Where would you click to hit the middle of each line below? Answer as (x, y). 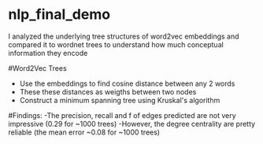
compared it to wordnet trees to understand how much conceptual (116, 44)
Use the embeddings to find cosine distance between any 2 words (127, 83)
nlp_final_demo (59, 15)
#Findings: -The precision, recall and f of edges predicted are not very (122, 115)
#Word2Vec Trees (37, 68)
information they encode (48, 53)
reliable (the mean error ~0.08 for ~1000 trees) (84, 132)
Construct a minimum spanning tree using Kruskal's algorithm (120, 100)
